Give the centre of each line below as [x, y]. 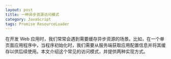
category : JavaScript [28, 19]
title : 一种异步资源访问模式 [32, 15]
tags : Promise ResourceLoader [37, 24]
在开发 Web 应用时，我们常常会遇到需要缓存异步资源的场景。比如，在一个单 [85, 39]
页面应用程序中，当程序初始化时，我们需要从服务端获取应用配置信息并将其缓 [85, 45]
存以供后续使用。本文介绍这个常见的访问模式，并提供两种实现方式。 [77, 51]
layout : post [19, 10]
